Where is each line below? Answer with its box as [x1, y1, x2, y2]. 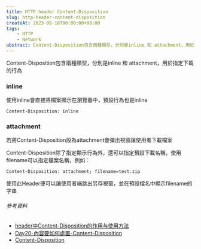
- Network [17, 37, 42, 42]
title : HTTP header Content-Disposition [6, 8, 109, 15]
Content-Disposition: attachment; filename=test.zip [6, 169, 141, 175]
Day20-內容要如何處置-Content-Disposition [14, 229, 123, 236]
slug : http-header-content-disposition [6, 14, 106, 20]
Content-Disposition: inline [6, 108, 79, 114]
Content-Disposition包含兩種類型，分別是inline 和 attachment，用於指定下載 [6, 59, 194, 66]
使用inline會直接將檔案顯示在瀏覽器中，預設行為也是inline [6, 96, 148, 104]
